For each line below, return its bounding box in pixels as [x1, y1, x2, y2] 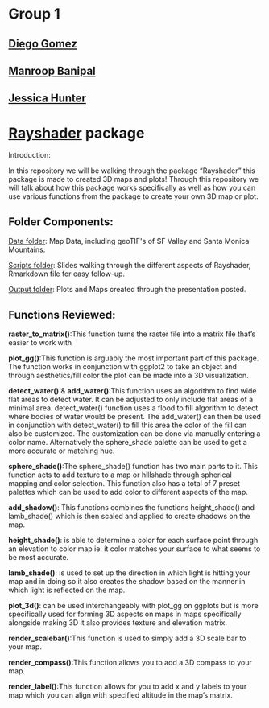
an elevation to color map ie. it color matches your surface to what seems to [8, 544, 261, 554]
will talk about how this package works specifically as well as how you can [8, 183, 256, 193]
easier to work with [8, 337, 72, 347]
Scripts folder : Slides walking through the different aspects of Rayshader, [8, 261, 251, 270]
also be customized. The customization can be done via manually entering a [8, 428, 261, 438]
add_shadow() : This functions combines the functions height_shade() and [8, 502, 255, 512]
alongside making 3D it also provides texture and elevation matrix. [8, 617, 228, 628]
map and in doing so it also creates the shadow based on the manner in [8, 576, 246, 586]
